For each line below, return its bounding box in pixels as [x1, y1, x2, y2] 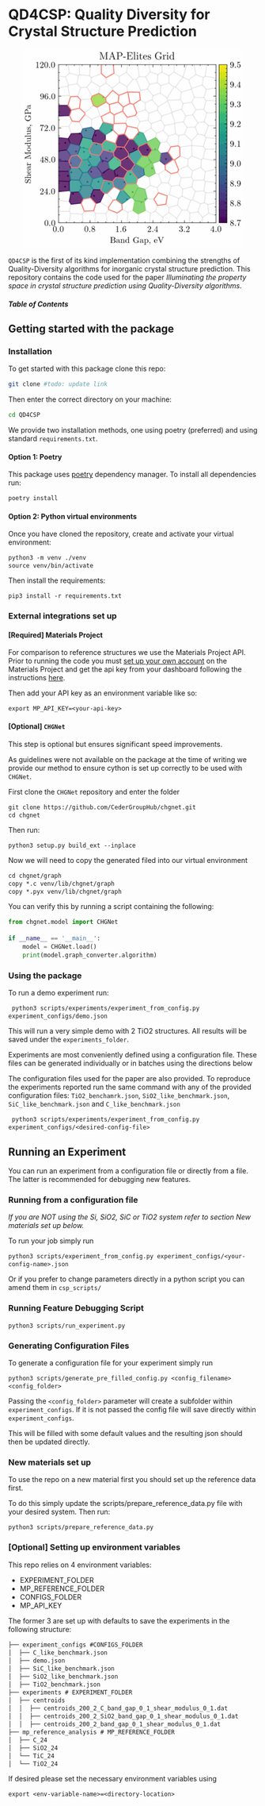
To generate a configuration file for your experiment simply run [8, 1357, 214, 1367]
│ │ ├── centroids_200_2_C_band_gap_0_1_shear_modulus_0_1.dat [8, 1704, 228, 1712]
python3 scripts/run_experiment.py [8, 1322, 126, 1330]
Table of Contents [8, 299, 69, 309]
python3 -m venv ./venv [8, 554, 87, 562]
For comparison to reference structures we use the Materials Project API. [8, 648, 247, 657]
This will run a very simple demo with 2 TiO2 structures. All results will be [8, 1026, 248, 1036]
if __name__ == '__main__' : [8, 934, 101, 942]
